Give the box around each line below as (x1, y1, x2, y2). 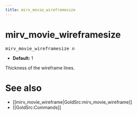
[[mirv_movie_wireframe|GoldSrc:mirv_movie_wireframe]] (12, 99, 132, 105)
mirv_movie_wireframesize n (5, 46, 75, 51)
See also (5, 82, 42, 93)
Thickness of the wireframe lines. (5, 65, 75, 71)
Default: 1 (12, 55, 33, 61)
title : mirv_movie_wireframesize (5, 7, 76, 13)
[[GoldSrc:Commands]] (12, 104, 62, 110)
